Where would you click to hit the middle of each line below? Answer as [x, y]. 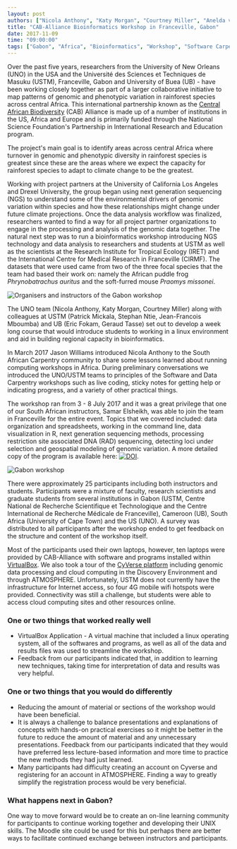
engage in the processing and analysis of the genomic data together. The [114, 229]
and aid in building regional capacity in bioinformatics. [86, 339]
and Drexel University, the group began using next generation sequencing [115, 192]
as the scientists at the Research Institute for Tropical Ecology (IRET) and [113, 252]
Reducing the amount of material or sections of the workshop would [116, 707]
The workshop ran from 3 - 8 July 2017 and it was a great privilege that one [117, 404]
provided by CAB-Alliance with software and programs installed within [109, 557]
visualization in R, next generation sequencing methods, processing [106, 434]
